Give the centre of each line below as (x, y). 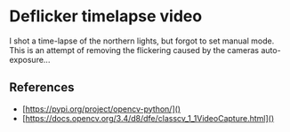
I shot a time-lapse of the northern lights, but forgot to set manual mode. (142, 41)
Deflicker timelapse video (106, 16)
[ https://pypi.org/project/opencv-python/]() (101, 109)
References (42, 87)
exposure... (30, 59)
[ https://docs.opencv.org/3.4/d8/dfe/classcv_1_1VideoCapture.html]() (148, 118)
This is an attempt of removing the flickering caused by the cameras (134, 50)
